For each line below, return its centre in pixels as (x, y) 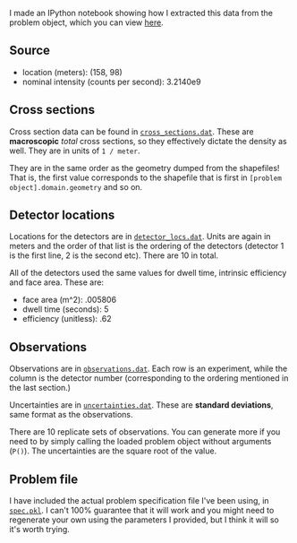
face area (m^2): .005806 (69, 300)
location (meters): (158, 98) (72, 72)
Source (30, 51)
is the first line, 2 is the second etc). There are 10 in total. (114, 255)
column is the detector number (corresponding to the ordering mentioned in (149, 378)
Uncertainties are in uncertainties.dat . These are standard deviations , (141, 405)
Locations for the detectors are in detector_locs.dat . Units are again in (140, 237)
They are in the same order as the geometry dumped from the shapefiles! (144, 168)
